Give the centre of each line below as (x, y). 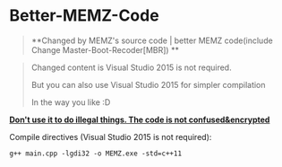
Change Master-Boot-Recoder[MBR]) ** (105, 49)
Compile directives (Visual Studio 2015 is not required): (111, 136)
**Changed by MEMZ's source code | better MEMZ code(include (152, 40)
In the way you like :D (71, 102)
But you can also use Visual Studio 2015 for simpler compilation (148, 84)
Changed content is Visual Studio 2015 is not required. (131, 67)
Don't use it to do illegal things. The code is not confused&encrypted (140, 119)
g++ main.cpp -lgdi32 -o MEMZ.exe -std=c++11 (95, 154)
